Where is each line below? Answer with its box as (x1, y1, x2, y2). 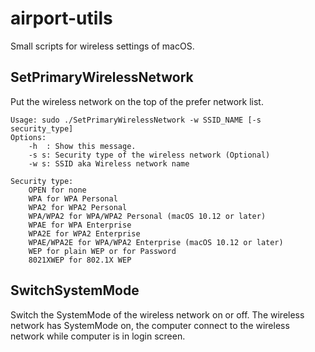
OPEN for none (28, 185, 87, 195)
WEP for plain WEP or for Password (28, 246, 177, 256)
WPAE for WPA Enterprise (28, 220, 132, 230)
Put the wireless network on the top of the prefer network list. (10, 95, 264, 107)
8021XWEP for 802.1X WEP (28, 255, 132, 265)
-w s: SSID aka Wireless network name (28, 158, 190, 169)
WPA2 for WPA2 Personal (28, 202, 128, 212)
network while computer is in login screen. (10, 330, 186, 342)
